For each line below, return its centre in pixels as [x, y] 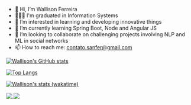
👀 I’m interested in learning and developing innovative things [88, 22]
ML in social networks [41, 41]
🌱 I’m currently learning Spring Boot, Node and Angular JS [85, 28]
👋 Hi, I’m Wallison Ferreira [46, 9]
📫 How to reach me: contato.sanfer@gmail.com [73, 47]
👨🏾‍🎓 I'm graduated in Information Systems [66, 15]
